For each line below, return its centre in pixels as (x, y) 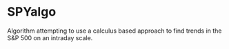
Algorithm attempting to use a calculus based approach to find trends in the (114, 31)
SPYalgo (32, 12)
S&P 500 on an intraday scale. (50, 37)
